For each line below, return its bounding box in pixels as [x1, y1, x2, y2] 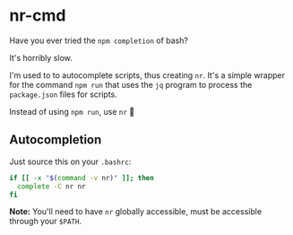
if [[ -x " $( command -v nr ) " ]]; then [9, 173, 154, 182]
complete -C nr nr [17, 181, 87, 191]
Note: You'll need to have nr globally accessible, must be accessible [9, 206, 263, 217]
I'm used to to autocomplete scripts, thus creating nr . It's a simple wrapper [9, 69, 285, 81]
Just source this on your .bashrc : [9, 156, 132, 167]
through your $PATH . [9, 216, 82, 227]
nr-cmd [9, 5, 66, 26]
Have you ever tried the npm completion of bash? [9, 35, 188, 46]
